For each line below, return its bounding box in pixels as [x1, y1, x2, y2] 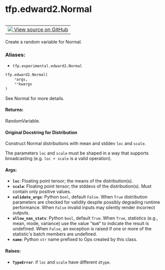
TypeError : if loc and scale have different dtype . [12, 259, 111, 265]
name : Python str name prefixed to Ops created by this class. [12, 236, 137, 242]
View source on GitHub [14, 26, 68, 33]
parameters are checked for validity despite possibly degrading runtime [12, 199, 160, 205]
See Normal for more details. [5, 95, 64, 101]
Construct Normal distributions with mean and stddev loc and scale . [5, 140, 146, 146]
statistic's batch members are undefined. [12, 231, 97, 237]
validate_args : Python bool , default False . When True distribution [12, 194, 147, 200]
